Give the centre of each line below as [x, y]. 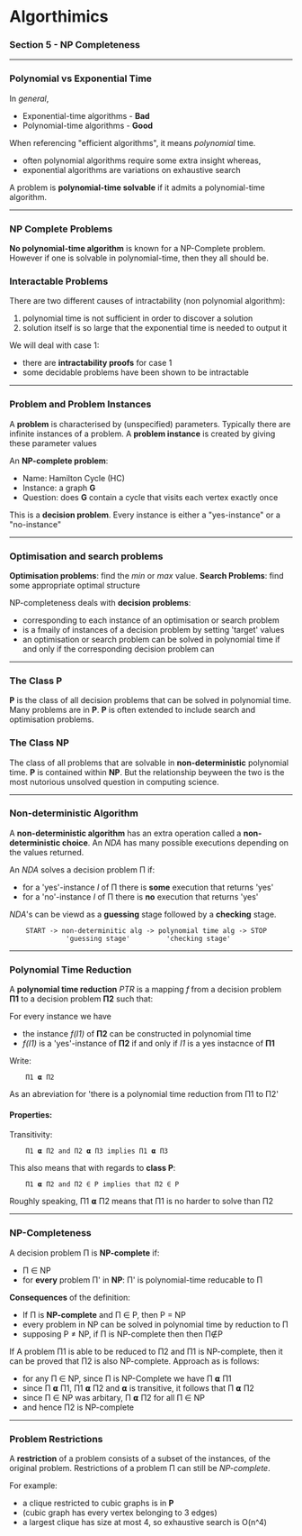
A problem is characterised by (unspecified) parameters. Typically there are [150, 424]
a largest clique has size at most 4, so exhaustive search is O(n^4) [145, 1522]
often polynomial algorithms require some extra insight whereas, [142, 160]
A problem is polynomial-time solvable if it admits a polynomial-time [137, 187]
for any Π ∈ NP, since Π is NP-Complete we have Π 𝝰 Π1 [127, 1378]
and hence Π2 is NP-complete [78, 1407]
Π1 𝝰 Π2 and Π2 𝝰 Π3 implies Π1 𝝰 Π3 [97, 1151]
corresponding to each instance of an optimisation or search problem [151, 620]
